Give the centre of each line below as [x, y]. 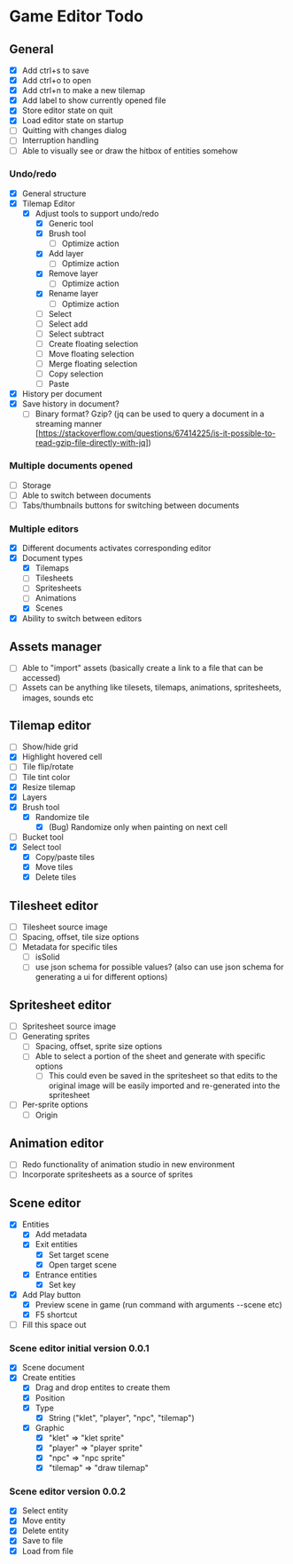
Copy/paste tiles [65, 857]
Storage [36, 485]
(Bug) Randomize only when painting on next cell [138, 826]
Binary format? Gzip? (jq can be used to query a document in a [150, 414]
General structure [54, 194]
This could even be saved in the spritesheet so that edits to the [163, 1076]
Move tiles [54, 867]
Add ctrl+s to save [56, 70]
